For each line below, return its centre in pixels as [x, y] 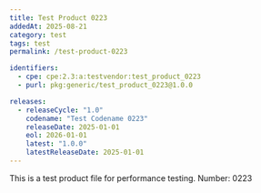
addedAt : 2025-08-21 [49, 26]
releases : [28, 101]
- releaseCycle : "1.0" [60, 110]
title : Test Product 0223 [58, 18]
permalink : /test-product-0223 [69, 52]
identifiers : [34, 68]
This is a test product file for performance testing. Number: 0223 [131, 178]
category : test [38, 35]
